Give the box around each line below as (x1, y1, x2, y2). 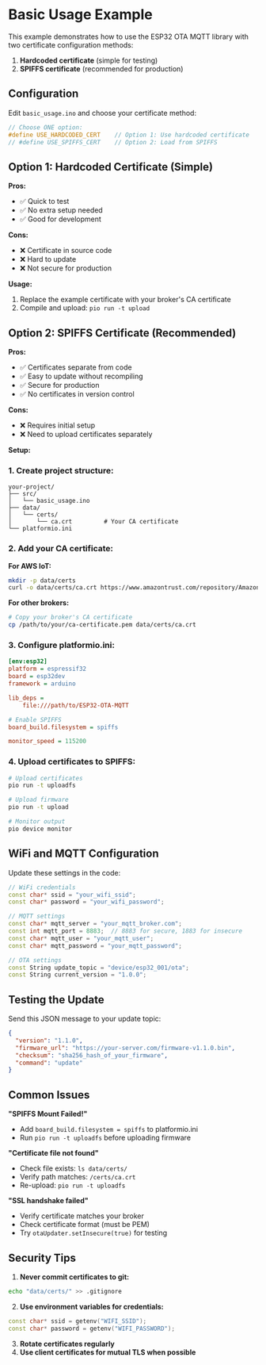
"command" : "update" (15, 1059, 83, 1067)
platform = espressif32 (8, 665, 87, 673)
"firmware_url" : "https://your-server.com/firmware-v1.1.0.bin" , (15, 1044, 236, 1052)
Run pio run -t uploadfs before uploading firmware (19, 1133, 192, 1143)
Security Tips (8, 1251, 77, 1264)
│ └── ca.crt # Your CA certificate (8, 518, 179, 526)
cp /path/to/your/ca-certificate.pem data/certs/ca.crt (8, 621, 196, 629)
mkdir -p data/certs (8, 577, 77, 585)
